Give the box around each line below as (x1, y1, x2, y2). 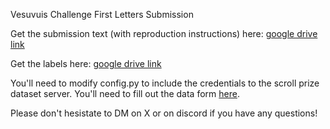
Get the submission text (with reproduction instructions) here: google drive (10, 28, 318, 39)
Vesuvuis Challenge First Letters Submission (10, 9, 194, 20)
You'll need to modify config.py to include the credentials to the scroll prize (10, 77, 320, 89)
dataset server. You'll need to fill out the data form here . (10, 88, 240, 99)
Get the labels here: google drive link (10, 58, 162, 69)
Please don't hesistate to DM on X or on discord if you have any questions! (10, 107, 318, 119)
